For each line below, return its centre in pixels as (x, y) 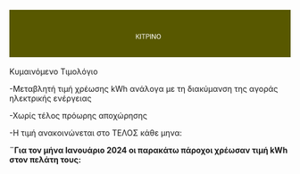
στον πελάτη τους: (46, 159)
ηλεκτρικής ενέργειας (50, 98)
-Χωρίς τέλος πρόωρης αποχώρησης (78, 115)
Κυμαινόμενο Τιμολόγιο (54, 71)
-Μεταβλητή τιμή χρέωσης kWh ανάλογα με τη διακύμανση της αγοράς (144, 88)
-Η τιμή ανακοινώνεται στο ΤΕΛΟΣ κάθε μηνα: (96, 133)
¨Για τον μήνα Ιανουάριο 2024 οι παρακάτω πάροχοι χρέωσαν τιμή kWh (149, 150)
